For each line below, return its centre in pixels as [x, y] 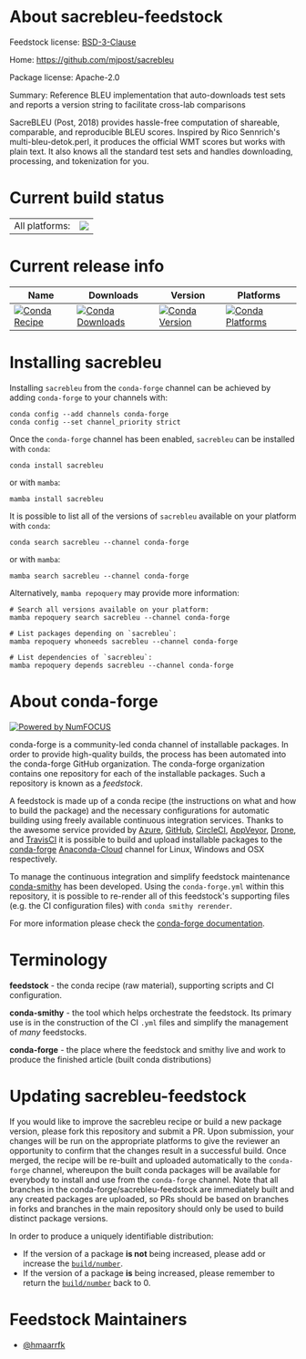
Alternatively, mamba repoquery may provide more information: [124, 592]
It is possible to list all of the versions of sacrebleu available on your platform [153, 516]
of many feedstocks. [48, 1032]
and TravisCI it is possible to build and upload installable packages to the [146, 839]
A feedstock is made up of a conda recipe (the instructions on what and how [153, 800]
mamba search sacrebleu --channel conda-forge [99, 576]
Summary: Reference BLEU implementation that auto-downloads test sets [148, 95]
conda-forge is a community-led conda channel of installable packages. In [149, 744]
